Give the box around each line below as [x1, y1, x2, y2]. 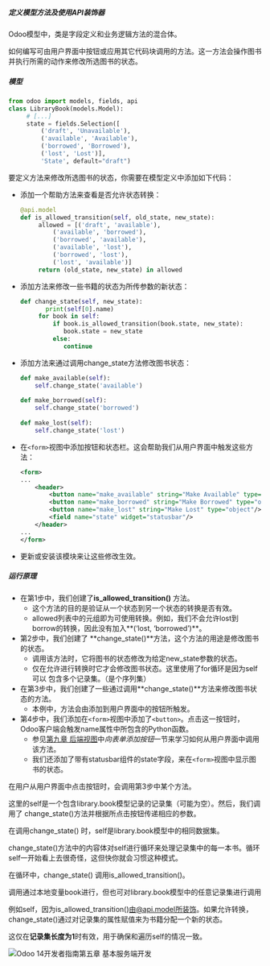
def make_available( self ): [19, 374, 111, 382]
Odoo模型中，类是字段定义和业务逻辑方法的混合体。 [8, 29, 182, 39]
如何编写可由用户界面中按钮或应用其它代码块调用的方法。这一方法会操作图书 [8, 46, 262, 56]
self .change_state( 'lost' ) [35, 426, 125, 434]
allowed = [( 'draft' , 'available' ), [38, 221, 162, 229]
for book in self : [38, 313, 100, 321]
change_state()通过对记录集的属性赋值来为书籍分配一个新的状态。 [8, 914, 227, 924]
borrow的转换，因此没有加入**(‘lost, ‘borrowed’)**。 [31, 623, 207, 632]
